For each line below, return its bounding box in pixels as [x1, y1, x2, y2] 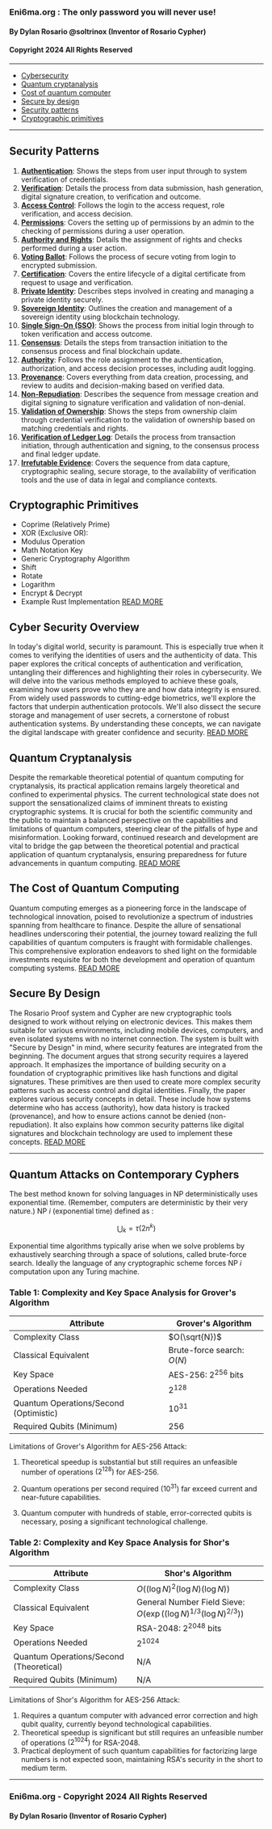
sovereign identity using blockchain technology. [20, 312, 180, 322]
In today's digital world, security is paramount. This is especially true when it [9, 641, 264, 652]
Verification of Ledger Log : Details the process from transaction [20, 431, 236, 442]
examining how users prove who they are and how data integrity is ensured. [9, 685, 262, 695]
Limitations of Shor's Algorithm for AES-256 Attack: [9, 1695, 181, 1705]
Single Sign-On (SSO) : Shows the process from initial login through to [20, 320, 254, 330]
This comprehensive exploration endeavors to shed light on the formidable [9, 946, 257, 956]
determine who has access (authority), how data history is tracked [9, 1102, 230, 1112]
